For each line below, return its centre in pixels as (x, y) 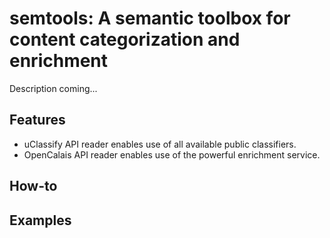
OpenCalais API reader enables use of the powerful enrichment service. (172, 154)
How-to (33, 186)
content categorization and (125, 39)
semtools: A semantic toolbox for (150, 18)
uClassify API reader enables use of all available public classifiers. (160, 144)
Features (37, 120)
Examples (40, 220)
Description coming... (53, 88)
